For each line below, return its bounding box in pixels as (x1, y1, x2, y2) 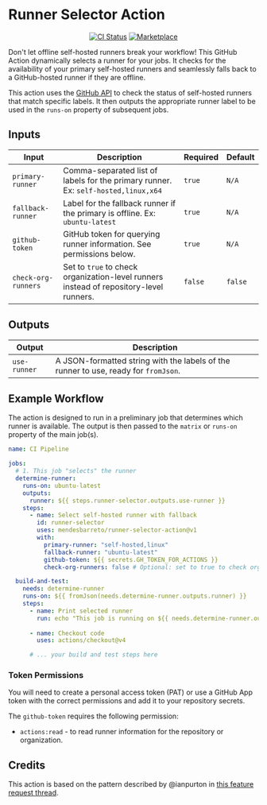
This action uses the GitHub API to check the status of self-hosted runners (8, 87, 253, 97)
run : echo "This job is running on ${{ (37, 614, 169, 622)
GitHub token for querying (63, 228, 161, 239)
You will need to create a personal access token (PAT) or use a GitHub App (8, 687, 253, 697)
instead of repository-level (63, 281, 164, 292)
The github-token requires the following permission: (8, 711, 179, 721)
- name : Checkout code (29, 629, 105, 637)
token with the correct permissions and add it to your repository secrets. (8, 696, 246, 706)
